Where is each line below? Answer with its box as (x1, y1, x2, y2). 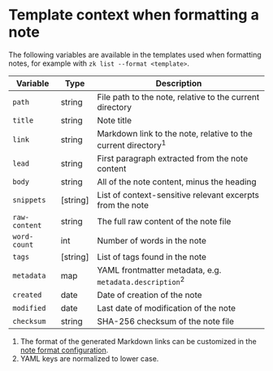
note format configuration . (19, 345, 109, 355)
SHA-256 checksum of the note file (97, 315, 234, 326)
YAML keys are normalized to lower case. (19, 353, 159, 363)
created (12, 290, 42, 300)
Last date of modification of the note (97, 302, 236, 313)
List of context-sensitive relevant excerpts (97, 189, 260, 201)
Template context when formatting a (8, 6, 260, 24)
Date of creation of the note (97, 289, 202, 300)
